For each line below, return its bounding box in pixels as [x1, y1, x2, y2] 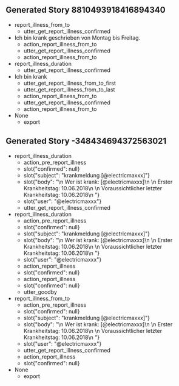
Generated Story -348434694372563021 [5, 136, 167, 146]
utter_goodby [23, 288, 57, 295]
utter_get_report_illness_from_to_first [23, 79, 117, 87]
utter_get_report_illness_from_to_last [23, 85, 115, 93]
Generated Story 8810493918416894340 [5, 5, 166, 15]
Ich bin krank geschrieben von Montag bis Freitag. [14, 34, 141, 41]
